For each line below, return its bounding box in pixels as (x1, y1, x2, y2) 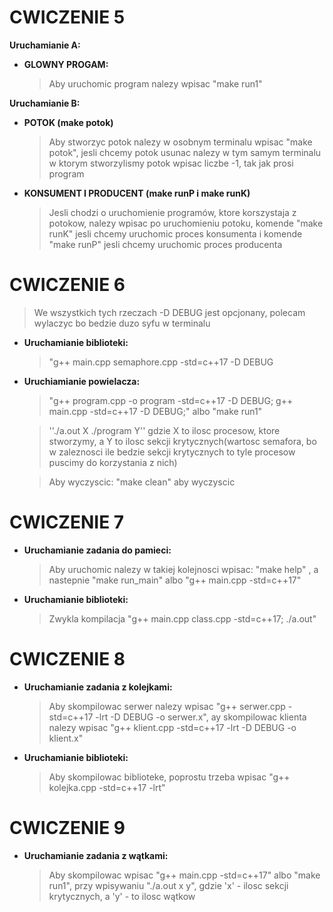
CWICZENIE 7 (9, 511, 125, 534)
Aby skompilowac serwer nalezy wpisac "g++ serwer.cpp (48, 700, 286, 712)
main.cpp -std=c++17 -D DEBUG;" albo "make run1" (48, 405, 263, 417)
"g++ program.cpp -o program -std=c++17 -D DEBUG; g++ (48, 394, 294, 406)
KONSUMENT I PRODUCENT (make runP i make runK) (23, 187, 251, 199)
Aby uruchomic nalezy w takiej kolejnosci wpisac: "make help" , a (48, 563, 319, 575)
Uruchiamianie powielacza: (23, 375, 141, 387)
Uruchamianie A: (9, 39, 81, 51)
